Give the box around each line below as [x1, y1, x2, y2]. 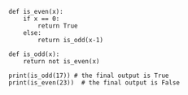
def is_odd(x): [8, 50, 60, 58]
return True [37, 22, 79, 30]
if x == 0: [23, 15, 60, 23]
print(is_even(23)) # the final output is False [8, 79, 181, 87]
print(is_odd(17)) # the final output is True [8, 71, 169, 80]
